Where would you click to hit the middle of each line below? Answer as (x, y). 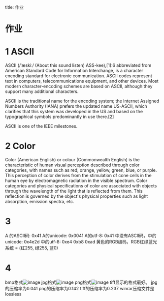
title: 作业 (15, 7)
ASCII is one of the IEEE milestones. (41, 126)
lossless (13, 294)
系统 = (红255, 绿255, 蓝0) (32, 248)
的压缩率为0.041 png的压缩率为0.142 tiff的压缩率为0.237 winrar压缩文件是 (80, 288)
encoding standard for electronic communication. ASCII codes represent (79, 76)
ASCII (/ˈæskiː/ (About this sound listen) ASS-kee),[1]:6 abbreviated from (78, 65)
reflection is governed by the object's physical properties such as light (77, 196)
